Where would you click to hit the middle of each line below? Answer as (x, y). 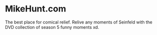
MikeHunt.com (36, 9)
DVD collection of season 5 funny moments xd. (52, 27)
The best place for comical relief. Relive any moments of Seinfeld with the (79, 22)
